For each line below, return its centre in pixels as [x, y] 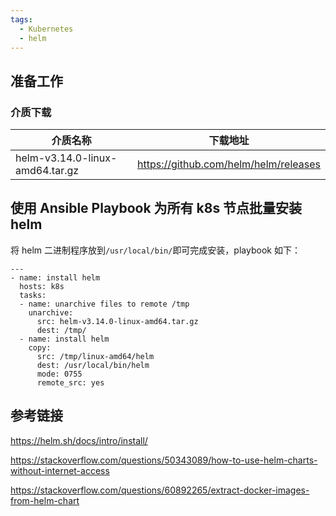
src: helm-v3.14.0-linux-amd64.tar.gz [117, 321]
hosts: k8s [42, 286]
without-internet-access [60, 470]
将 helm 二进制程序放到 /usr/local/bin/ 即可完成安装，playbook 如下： [155, 250]
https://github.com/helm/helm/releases [229, 164]
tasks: [33, 295]
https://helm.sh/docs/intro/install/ [79, 440]
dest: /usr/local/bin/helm [93, 365]
